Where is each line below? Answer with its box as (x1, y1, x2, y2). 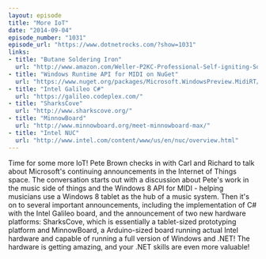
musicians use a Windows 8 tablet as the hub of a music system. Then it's (8, 191, 249, 201)
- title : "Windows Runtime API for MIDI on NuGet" (8, 70, 179, 78)
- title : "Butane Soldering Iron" (8, 56, 123, 64)
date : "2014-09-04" (8, 26, 73, 34)
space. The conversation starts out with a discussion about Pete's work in (8, 175, 249, 184)
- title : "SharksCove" (8, 99, 83, 107)
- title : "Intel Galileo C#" (8, 84, 104, 93)
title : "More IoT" (8, 19, 69, 27)
